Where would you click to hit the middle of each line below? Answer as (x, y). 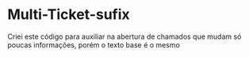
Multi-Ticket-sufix (69, 15)
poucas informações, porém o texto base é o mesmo (94, 44)
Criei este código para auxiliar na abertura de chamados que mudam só (125, 36)
